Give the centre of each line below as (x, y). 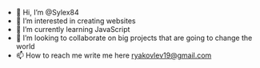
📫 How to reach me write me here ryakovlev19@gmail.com (114, 55)
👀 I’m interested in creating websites (76, 21)
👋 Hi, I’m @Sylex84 (48, 12)
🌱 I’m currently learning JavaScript (73, 29)
